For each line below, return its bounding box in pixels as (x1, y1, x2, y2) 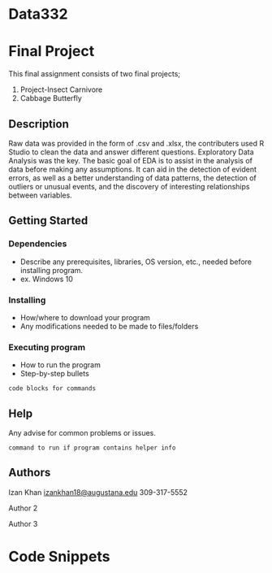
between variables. (8, 190, 73, 200)
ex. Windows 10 (19, 274, 73, 284)
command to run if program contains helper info (8, 444, 176, 452)
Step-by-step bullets (19, 369, 89, 379)
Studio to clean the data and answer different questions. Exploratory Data (8, 147, 254, 157)
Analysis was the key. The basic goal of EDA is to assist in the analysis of (8, 155, 253, 165)
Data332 (8, 5, 68, 24)
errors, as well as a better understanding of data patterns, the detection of (8, 172, 257, 183)
